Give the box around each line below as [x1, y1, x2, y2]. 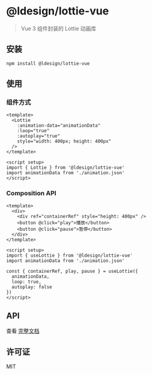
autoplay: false [11, 284, 52, 290]
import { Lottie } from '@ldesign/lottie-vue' [6, 165, 125, 171]
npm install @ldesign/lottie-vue [6, 60, 90, 67]
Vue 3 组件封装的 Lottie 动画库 [20, 25, 97, 32]
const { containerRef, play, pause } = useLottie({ [6, 268, 138, 274]
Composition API [6, 189, 56, 198]
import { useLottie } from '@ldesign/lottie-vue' [6, 252, 133, 258]
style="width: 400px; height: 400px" [17, 138, 112, 145]
